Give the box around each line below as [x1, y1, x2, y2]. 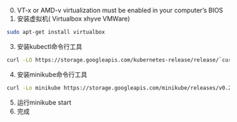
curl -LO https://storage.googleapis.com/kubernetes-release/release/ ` [6, 56, 222, 63]
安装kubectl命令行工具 [16, 42, 83, 50]
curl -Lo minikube [6, 84, 61, 91]
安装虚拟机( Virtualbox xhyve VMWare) [16, 14, 130, 23]
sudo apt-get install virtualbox [6, 28, 105, 35]
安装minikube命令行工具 [16, 70, 88, 79]
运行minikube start [16, 98, 71, 106]
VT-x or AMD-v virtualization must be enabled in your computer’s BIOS [16, 6, 224, 14]
